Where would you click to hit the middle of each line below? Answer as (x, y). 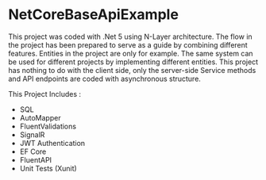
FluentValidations (48, 126)
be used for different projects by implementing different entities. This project (133, 62)
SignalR (32, 134)
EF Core (33, 151)
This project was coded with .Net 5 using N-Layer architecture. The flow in (130, 36)
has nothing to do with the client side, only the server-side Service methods (132, 70)
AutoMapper (40, 117)
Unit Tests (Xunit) (48, 168)
